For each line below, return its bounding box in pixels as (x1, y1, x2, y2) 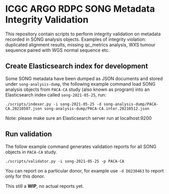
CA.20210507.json (5, 106, 42, 111)
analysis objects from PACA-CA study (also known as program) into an (5, 86, 150, 92)
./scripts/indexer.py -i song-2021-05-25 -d (5, 102, 102, 107)
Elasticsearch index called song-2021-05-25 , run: (5, 91, 107, 98)
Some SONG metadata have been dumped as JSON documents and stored (5, 75, 163, 82)
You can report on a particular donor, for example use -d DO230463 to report (5, 167, 164, 174)
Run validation (5, 130, 52, 138)
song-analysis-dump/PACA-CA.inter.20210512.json (44, 106, 150, 111)
